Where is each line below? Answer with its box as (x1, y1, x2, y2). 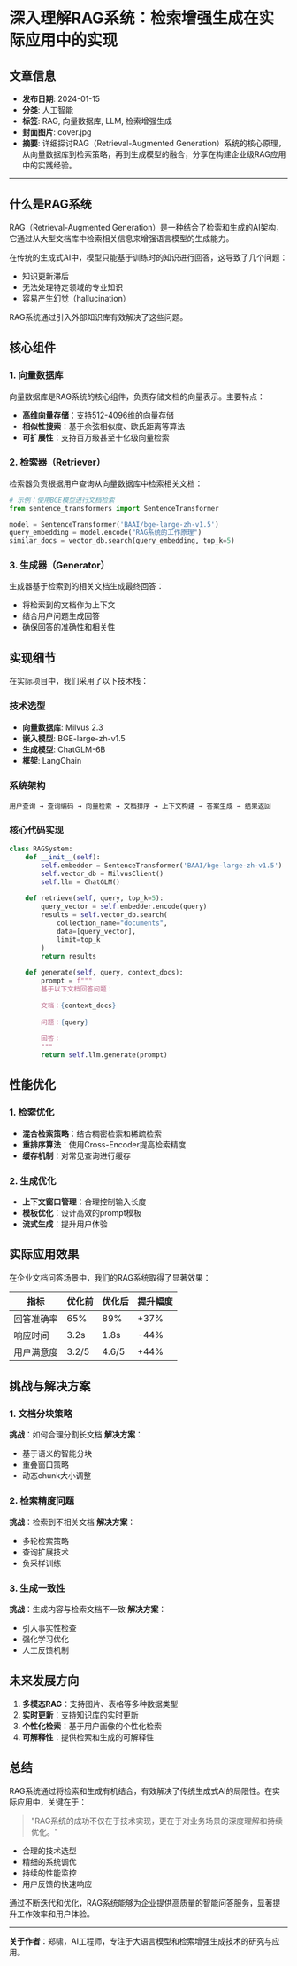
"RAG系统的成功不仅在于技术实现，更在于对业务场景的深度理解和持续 (30, 1815, 283, 1826)
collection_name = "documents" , (56, 919, 168, 928)
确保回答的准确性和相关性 (21, 622, 116, 632)
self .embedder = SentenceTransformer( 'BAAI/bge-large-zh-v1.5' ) (41, 861, 283, 870)
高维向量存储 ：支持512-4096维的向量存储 (21, 410, 175, 420)
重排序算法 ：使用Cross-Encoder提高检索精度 (21, 1139, 187, 1149)
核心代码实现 (9, 824, 65, 836)
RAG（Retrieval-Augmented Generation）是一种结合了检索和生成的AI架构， (9, 222, 285, 232)
